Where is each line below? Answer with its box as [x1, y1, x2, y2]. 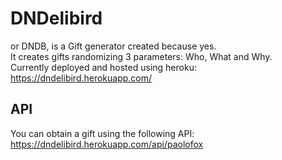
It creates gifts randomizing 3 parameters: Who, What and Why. [10, 50, 273, 62]
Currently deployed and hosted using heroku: [10, 61, 197, 73]
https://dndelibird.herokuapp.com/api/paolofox [10, 138, 204, 150]
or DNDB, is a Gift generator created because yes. [10, 40, 217, 52]
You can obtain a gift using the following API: [10, 127, 195, 139]
